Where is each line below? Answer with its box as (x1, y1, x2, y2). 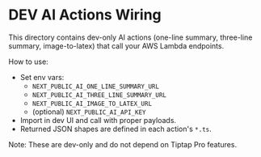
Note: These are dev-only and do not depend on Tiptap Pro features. (8, 139, 237, 149)
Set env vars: (19, 72, 65, 82)
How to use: (8, 57, 48, 66)
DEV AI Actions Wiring (8, 6, 162, 24)
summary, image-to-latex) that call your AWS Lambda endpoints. (8, 40, 225, 50)
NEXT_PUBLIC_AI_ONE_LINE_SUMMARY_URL (32, 83, 160, 91)
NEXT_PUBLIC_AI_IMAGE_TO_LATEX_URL (32, 100, 152, 108)
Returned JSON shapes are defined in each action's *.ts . (19, 124, 212, 134)
